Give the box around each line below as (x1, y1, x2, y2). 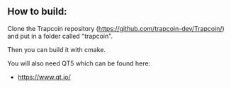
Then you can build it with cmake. (7, 45, 106, 54)
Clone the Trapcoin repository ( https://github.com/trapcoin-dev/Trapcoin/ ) (7, 24, 225, 32)
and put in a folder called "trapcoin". (7, 32, 113, 40)
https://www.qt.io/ (17, 73, 71, 81)
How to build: (7, 6, 67, 18)
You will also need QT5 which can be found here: (7, 59, 151, 68)
